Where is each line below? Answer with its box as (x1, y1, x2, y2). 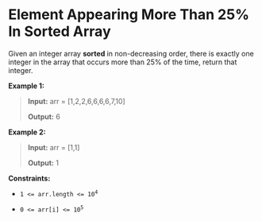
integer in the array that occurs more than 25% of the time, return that (8, 57, 237, 67)
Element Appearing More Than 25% (8, 6, 250, 24)
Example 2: (8, 127, 46, 137)
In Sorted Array (8, 22, 111, 41)
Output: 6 (27, 111, 61, 121)
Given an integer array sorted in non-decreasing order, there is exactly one (8, 48, 254, 58)
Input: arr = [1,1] (27, 142, 80, 152)
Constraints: (8, 173, 51, 183)
